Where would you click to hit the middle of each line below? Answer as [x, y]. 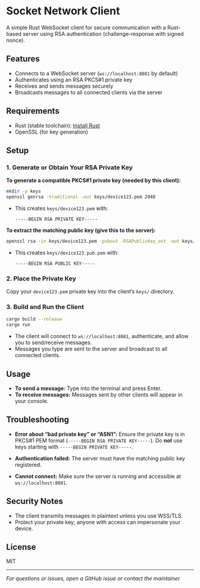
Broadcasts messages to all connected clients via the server [88, 92]
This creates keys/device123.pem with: [61, 208]
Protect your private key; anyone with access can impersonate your [98, 522]
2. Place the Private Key [41, 278]
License [21, 547]
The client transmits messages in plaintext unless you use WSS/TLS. [99, 516]
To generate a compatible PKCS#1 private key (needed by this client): [93, 181]
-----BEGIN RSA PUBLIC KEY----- [55, 264]
